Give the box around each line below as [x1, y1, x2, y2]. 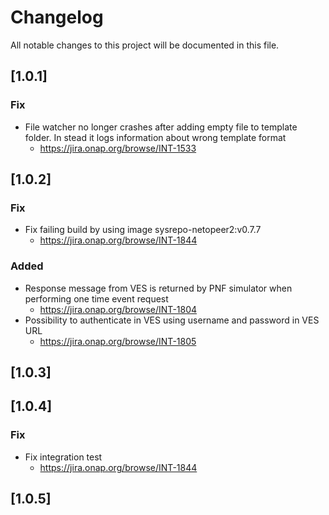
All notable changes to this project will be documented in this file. [10, 39, 280, 51]
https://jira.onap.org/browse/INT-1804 [39, 303, 198, 315]
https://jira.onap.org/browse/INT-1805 [39, 335, 197, 347]
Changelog [10, 6, 104, 29]
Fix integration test [24, 451, 103, 463]
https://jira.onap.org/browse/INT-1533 [39, 142, 197, 154]
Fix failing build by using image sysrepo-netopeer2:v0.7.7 [24, 224, 262, 236]
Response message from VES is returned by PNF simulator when [24, 282, 293, 294]
